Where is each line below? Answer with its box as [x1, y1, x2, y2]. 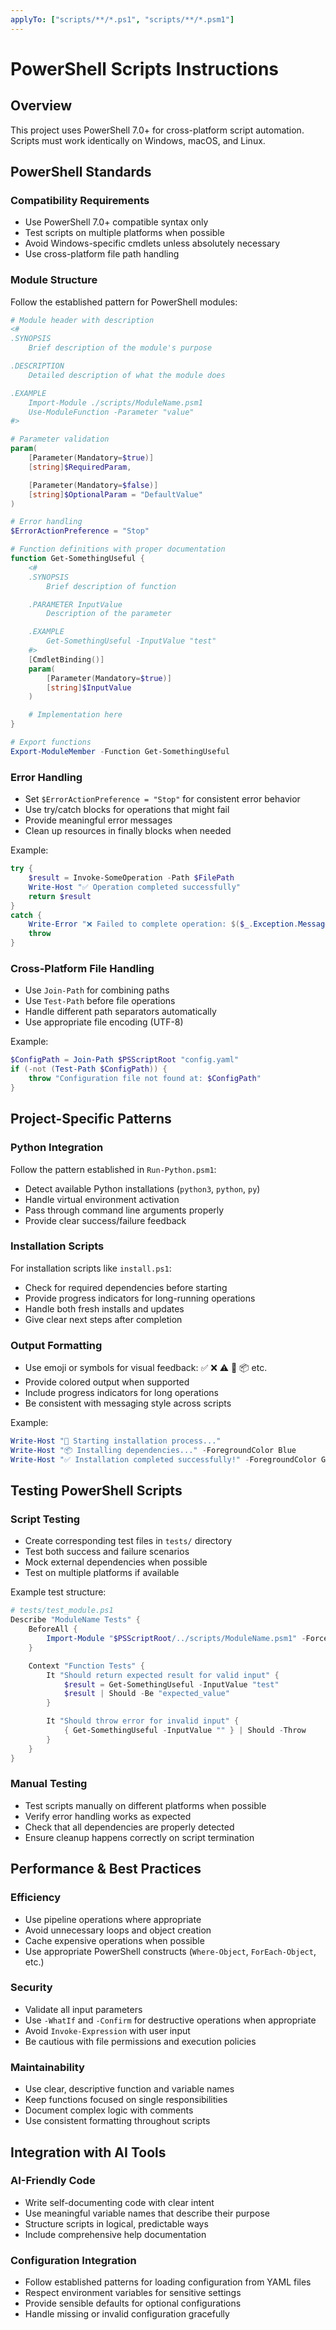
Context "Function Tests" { [28, 1661, 145, 1671]
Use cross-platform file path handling [24, 248, 180, 260]
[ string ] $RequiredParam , [28, 462, 132, 472]
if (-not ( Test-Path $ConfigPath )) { [10, 1064, 168, 1075]
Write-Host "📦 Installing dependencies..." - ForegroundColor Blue [10, 1445, 297, 1455]
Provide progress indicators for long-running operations [24, 1292, 256, 1304]
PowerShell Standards [10, 164, 152, 181]
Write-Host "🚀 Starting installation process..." [10, 1436, 222, 1446]
